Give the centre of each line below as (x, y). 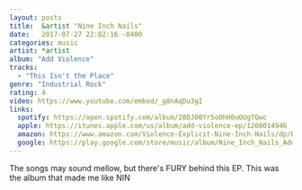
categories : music (44, 43)
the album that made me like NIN (70, 177)
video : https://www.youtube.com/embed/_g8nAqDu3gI (106, 101)
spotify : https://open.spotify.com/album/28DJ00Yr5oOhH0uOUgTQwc (142, 117)
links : (22, 109)
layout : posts (36, 17)
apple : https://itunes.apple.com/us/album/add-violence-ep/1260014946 (152, 126)
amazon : (32, 134)
